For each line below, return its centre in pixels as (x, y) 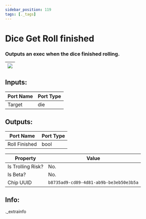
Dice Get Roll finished (50, 39)
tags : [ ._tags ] (21, 14)
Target (15, 105)
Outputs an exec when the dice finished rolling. (62, 54)
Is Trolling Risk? (25, 166)
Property (25, 158)
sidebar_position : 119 (28, 10)
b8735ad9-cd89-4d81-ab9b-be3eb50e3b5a (93, 182)
